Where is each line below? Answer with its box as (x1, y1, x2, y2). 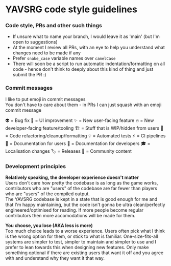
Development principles (5, 162, 66, 170)
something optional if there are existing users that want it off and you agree (5, 250, 164, 256)
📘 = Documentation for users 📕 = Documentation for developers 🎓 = (5, 140, 151, 147)
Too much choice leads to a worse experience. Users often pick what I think (5, 228, 165, 234)
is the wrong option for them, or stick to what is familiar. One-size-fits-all (5, 233, 158, 239)
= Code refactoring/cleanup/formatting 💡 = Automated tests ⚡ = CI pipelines (5, 132, 166, 139)
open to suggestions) (12, 39, 58, 45)
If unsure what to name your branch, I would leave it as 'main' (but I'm (12, 33, 160, 39)
